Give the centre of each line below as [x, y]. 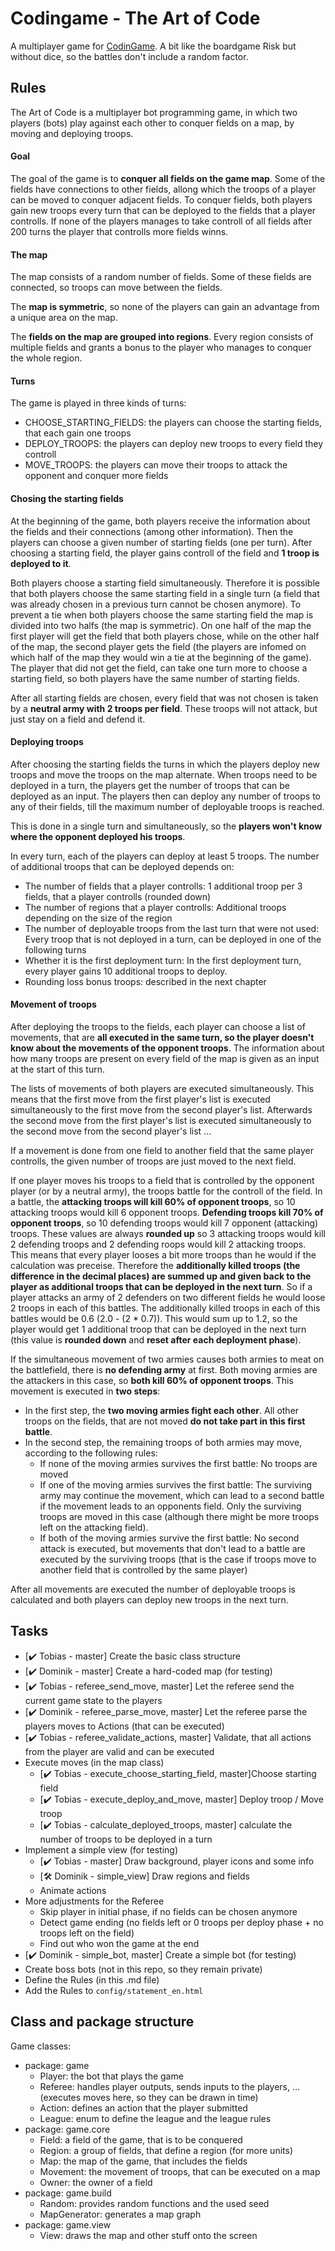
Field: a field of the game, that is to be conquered [141, 2139]
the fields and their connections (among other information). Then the [152, 531]
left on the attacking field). [94, 1527]
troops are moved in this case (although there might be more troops [179, 1516]
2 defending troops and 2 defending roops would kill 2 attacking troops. [158, 1244]
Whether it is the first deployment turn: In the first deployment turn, [163, 960]
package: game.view [68, 2224]
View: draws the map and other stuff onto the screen [148, 2235]
